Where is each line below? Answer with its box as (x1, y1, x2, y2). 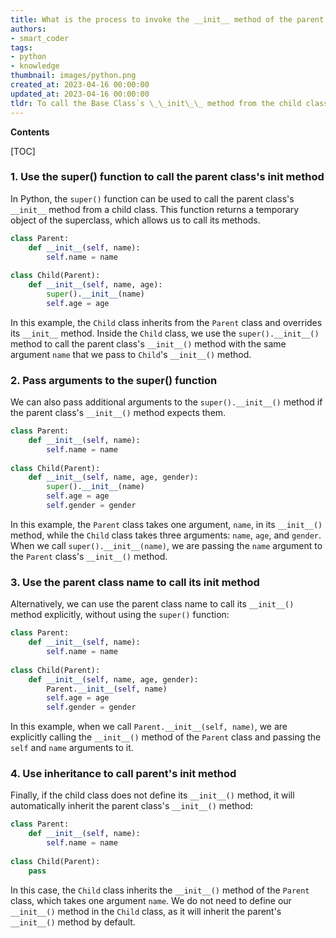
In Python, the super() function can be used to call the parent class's (10, 192, 295, 205)
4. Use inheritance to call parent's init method (10, 767, 237, 781)
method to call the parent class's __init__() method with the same (10, 337, 287, 350)
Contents (10, 126, 50, 138)
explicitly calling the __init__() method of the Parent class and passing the (10, 731, 322, 743)
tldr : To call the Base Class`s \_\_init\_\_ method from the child (10, 98, 302, 108)
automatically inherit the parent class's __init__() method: (10, 800, 254, 812)
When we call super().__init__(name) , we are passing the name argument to (10, 539, 323, 551)
